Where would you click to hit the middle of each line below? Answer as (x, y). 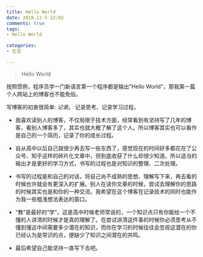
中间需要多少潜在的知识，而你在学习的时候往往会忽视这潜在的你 (116, 227)
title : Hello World (31, 12)
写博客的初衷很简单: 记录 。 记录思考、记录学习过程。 (73, 107)
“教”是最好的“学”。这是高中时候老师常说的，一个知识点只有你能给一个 (103, 212)
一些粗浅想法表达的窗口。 (58, 199)
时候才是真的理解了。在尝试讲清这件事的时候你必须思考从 (119, 219)
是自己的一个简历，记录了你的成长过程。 (66, 135)
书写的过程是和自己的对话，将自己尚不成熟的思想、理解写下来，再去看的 (106, 176)
